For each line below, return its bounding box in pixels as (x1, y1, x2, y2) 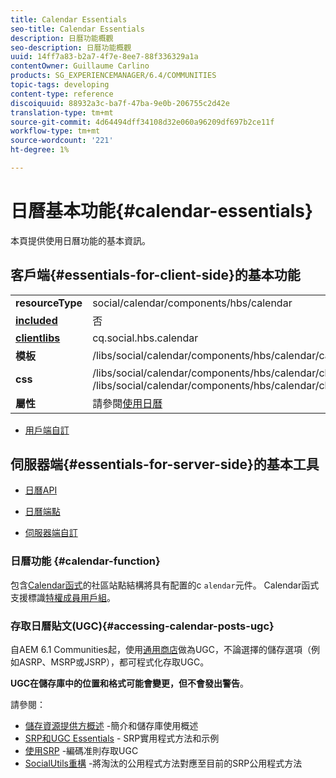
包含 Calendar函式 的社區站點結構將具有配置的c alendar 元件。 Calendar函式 (10, 579, 320, 591)
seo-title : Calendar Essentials (10, 24, 145, 34)
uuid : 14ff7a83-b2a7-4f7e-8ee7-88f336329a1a (10, 52, 199, 62)
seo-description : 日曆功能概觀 (10, 42, 132, 53)
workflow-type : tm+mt (10, 126, 101, 136)
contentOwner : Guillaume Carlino (10, 61, 150, 71)
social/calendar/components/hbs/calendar (92, 296, 293, 310)
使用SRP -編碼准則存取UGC (24, 745, 139, 757)
